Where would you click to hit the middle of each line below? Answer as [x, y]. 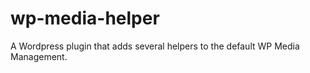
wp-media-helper [85, 18]
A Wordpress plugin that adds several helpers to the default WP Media [155, 46]
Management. [39, 56]
